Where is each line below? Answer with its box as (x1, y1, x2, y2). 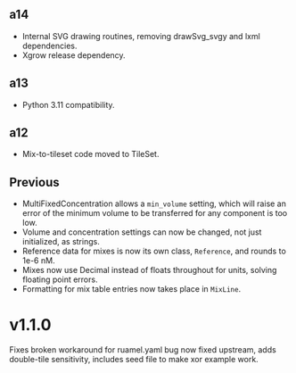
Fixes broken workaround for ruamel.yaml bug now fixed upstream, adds (9, 344, 276, 355)
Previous (9, 174, 60, 190)
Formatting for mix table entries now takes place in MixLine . (21, 284, 242, 294)
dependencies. (21, 40, 78, 51)
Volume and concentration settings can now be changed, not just (21, 227, 262, 237)
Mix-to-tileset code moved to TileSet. (21, 149, 160, 160)
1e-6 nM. (21, 255, 55, 266)
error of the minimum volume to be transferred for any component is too (21, 208, 288, 219)
